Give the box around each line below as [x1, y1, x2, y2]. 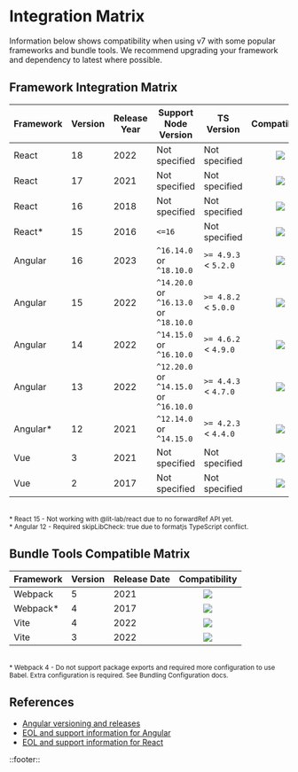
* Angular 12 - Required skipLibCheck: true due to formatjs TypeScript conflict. [9, 522, 249, 531]
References [9, 694, 74, 710]
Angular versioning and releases [21, 718, 141, 729]
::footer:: [9, 754, 41, 765]
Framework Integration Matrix [9, 80, 178, 95]
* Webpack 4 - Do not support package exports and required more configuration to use [9, 663, 276, 672]
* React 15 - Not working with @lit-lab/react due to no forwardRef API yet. [9, 514, 233, 524]
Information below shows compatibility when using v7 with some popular [9, 35, 277, 46]
